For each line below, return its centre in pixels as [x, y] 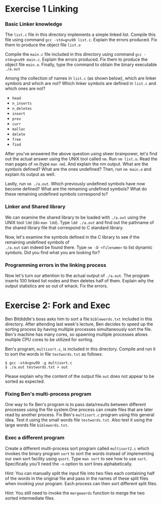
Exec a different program [35, 438]
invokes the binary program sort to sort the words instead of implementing [80, 453]
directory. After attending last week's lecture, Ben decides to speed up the [79, 324]
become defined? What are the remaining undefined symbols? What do [76, 189]
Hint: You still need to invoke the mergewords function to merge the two [75, 493]
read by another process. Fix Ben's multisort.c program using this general [80, 415]
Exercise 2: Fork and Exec [58, 305]
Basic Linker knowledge [34, 24]
